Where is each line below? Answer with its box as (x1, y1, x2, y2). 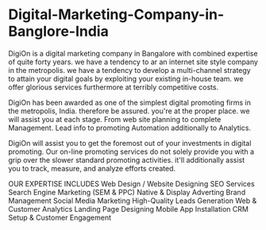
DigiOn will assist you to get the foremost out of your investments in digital (8, 138, 252, 148)
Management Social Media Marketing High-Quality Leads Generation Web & (8, 196, 257, 205)
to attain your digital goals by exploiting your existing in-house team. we (8, 74, 244, 83)
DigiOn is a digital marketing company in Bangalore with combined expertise (8, 48, 258, 58)
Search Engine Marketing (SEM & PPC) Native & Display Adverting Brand (8, 187, 246, 197)
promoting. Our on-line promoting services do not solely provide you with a (8, 147, 255, 156)
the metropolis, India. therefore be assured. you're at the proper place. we (8, 105, 250, 116)
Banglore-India (8, 22, 109, 40)
